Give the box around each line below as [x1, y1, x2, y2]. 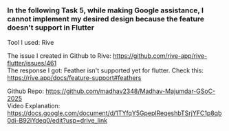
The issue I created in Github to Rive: [7, 52, 112, 60]
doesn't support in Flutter [7, 23, 95, 32]
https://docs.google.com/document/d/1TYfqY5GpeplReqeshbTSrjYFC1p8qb [7, 109, 222, 117]
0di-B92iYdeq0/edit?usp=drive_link [7, 117, 108, 125]
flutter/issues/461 [7, 59, 57, 68]
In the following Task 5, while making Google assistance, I [7, 6, 204, 15]
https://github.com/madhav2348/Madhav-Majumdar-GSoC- [45, 87, 216, 95]
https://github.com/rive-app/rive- [112, 52, 208, 60]
